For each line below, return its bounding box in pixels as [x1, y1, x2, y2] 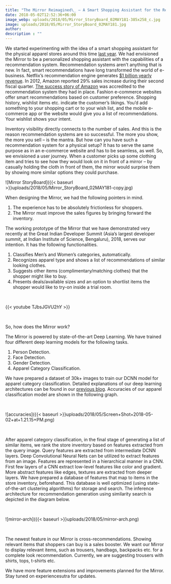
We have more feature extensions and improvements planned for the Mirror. [5, 568, 164, 573]
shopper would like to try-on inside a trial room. [12, 284, 112, 290]
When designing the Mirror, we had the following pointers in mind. [5, 195, 144, 200]
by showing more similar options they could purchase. [5, 169, 119, 175]
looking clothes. [12, 262, 47, 268]
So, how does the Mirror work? [5, 324, 70, 330]
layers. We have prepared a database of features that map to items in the [5, 475, 158, 481]
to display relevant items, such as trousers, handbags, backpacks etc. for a [5, 547, 163, 553]
